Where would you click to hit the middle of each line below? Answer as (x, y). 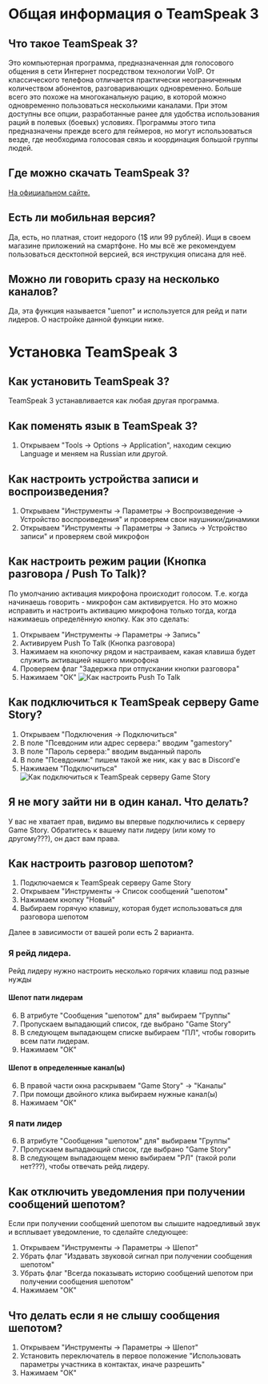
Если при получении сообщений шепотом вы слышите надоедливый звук (134, 1224)
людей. (21, 148)
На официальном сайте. (49, 192)
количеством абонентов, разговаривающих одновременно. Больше (125, 88)
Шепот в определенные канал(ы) (67, 1068)
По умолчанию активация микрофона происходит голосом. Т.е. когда (128, 593)
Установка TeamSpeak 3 (93, 352)
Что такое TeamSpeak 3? (73, 44)
